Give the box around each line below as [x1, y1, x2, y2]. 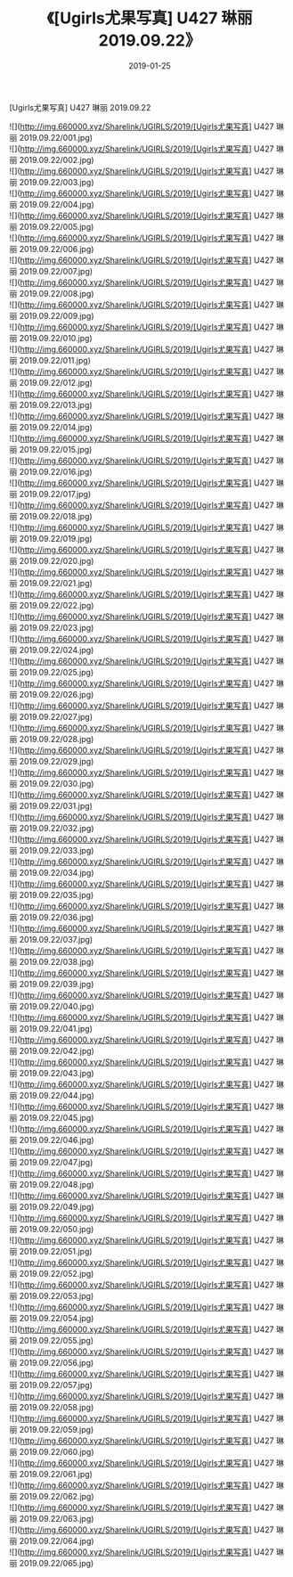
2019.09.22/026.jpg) [19, 689, 94, 699]
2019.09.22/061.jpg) [19, 1468, 94, 1479]
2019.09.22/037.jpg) [19, 934, 94, 944]
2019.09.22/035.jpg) [19, 889, 94, 900]
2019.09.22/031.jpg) [19, 800, 94, 811]
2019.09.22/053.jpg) [19, 1290, 94, 1301]
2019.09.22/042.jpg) [19, 1045, 95, 1056]
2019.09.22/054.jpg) [19, 1312, 94, 1323]
